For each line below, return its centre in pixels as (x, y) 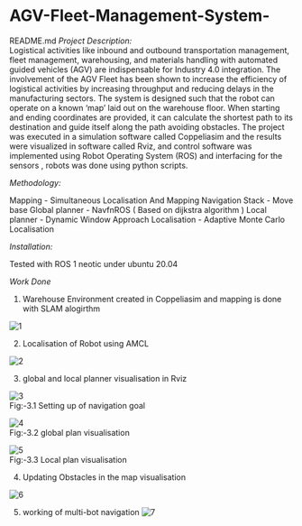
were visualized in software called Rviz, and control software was (131, 146)
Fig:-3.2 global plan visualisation (70, 432)
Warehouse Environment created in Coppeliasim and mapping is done (152, 299)
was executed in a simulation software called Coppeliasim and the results (146, 136)
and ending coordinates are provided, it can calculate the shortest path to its (151, 117)
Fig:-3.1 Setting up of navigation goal (78, 405)
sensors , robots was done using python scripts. (99, 165)
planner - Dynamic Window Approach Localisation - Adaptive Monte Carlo (147, 219)
